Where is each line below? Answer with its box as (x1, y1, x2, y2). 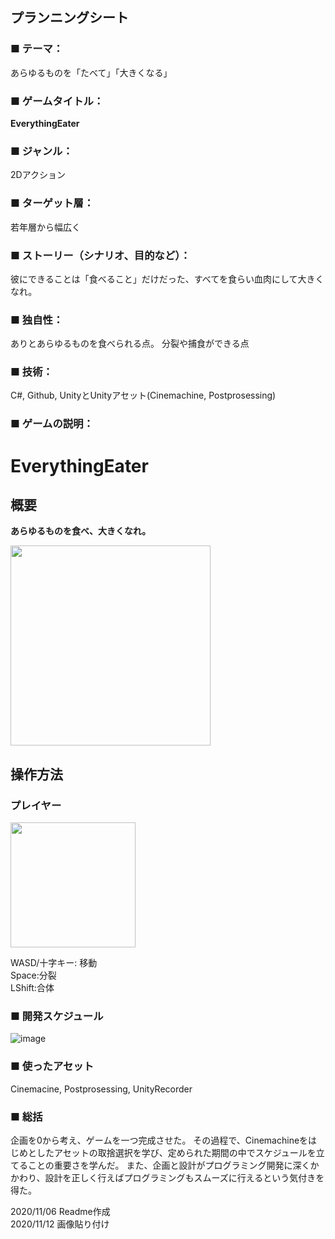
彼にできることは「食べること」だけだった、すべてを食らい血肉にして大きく (10, 273, 325, 285)
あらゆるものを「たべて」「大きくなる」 (10, 66, 173, 78)
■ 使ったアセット (10, 1059, 95, 1073)
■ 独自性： (10, 313, 64, 327)
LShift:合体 (10, 982, 55, 994)
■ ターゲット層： (10, 196, 95, 210)
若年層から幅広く (10, 221, 81, 233)
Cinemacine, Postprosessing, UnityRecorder (10, 1083, 193, 1095)
